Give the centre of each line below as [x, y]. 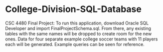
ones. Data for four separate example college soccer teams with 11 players [81, 39]
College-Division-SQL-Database [74, 9]
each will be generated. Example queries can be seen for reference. [75, 44]
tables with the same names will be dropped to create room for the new [79, 33]
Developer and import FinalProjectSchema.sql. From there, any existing [78, 28]
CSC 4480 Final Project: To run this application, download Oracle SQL [77, 23]
